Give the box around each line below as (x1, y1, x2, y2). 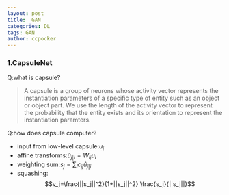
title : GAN (7, 16, 41, 23)
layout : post (7, 10, 44, 17)
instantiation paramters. (23, 116, 91, 124)
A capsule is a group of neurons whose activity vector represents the (23, 87, 219, 95)
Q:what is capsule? (7, 73, 61, 82)
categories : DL (7, 23, 51, 29)
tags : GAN (7, 29, 36, 36)
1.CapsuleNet (7, 58, 53, 68)
